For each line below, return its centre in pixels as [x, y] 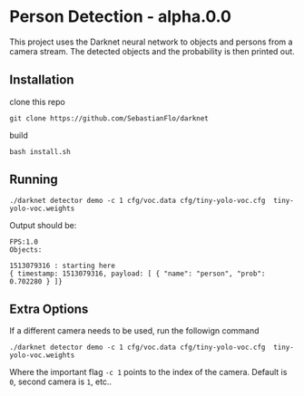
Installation [42, 80]
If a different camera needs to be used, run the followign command [135, 331]
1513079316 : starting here [63, 266]
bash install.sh [40, 151]
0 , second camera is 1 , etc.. [60, 382]
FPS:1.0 [24, 242]
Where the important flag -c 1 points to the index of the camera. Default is [148, 372]
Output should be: [43, 225]
